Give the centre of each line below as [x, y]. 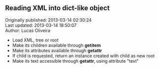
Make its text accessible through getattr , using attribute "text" [76, 61]
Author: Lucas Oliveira [28, 30]
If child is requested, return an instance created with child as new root [83, 56]
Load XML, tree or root [35, 40]
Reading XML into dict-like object [58, 8]
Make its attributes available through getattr [57, 50]
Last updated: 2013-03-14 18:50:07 [41, 25]
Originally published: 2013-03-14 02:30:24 [48, 20]
